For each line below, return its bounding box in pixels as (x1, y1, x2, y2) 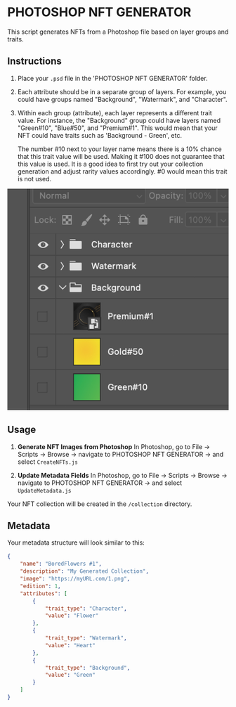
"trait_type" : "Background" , (44, 664, 131, 671)
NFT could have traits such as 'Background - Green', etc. (17, 131, 183, 139)
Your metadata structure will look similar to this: (7, 538, 145, 547)
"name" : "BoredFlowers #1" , (20, 560, 102, 568)
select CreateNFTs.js (17, 458, 79, 466)
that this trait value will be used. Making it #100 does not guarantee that (17, 152, 225, 160)
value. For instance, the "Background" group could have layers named (17, 116, 221, 124)
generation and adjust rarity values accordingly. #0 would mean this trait (17, 167, 228, 176)
